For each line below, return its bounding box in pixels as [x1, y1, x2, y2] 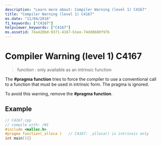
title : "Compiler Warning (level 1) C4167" [5, 12, 95, 17]
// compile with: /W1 [5, 122, 49, 127]
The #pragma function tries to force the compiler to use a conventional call [5, 76, 157, 82]
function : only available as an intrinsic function [17, 67, 112, 72]
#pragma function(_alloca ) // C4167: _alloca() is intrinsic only [5, 131, 149, 136]
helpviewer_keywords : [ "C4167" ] [5, 25, 71, 30]
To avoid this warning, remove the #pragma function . [5, 91, 113, 96]
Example [5, 105, 32, 113]
